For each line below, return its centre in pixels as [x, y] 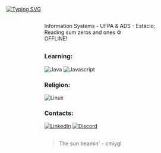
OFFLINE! [56, 38]
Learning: [59, 57]
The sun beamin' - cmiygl [90, 143]
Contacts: [59, 113]
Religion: [57, 85]
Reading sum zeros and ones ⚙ [83, 32]
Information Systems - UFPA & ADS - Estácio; [100, 26]
